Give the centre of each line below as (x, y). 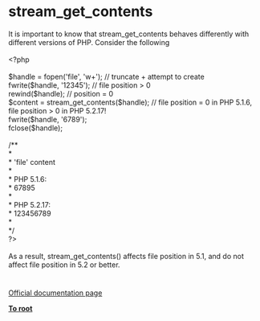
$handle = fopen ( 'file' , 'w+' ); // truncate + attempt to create (106, 76)
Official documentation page (55, 293)
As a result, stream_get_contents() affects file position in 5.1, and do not (126, 256)
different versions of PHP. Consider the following (89, 42)
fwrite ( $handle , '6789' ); (48, 119)
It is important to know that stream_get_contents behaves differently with (129, 34)
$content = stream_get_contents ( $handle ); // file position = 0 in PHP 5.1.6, (130, 102)
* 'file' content (32, 162)
